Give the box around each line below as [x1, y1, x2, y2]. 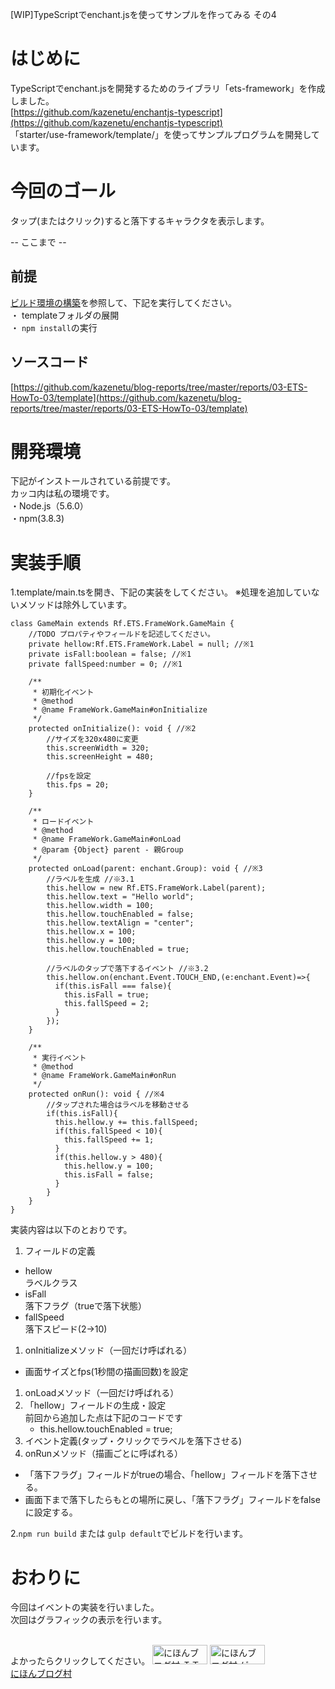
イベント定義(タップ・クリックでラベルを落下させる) [24, 1435, 243, 1447]
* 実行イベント [32, 1053, 87, 1063]
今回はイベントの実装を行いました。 [10, 1601, 160, 1613]
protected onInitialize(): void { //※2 [28, 724, 197, 734]
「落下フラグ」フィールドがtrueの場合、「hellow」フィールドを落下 [24, 1469, 301, 1481]
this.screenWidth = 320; [46, 743, 150, 753]
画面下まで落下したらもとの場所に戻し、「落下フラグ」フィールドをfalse [24, 1494, 321, 1506]
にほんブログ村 [10, 1668, 72, 1680]
